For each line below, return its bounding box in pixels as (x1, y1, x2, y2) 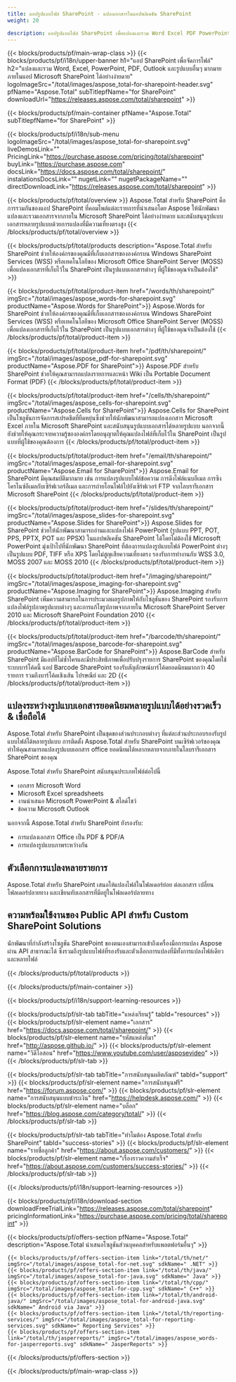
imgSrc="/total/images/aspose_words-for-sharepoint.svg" (7, 294, 176, 303)
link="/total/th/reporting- (142, 1309, 225, 1317)
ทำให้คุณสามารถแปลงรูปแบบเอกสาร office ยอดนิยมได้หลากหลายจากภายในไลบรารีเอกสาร (7, 745, 216, 754)
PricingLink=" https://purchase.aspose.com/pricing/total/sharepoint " (7, 152, 205, 161)
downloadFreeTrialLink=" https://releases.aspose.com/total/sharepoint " (7, 1204, 213, 1213)
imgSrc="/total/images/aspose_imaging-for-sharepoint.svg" (7, 580, 181, 588)
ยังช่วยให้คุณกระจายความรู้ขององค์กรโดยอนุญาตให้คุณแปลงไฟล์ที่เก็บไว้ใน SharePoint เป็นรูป (7, 429, 227, 438)
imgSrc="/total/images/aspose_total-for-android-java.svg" (29, 1297, 206, 1304)
